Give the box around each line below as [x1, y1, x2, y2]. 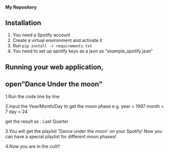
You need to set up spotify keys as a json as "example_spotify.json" [12, 48, 153, 54]
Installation [5, 18, 41, 27]
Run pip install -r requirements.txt [12, 43, 92, 49]
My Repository [5, 4, 37, 10]
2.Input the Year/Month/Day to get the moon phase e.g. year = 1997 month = [5, 103, 164, 109]
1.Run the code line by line [5, 93, 60, 99]
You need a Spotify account [12, 32, 71, 38]
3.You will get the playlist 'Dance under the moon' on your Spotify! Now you [5, 128, 162, 134]
